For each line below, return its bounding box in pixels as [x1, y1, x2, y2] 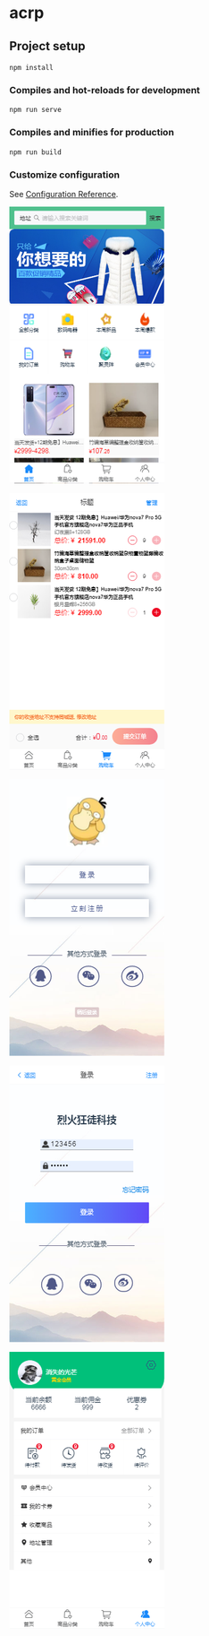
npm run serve [9, 106, 63, 115]
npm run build [9, 147, 63, 157]
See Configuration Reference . [9, 188, 119, 199]
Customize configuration [9, 169, 121, 181]
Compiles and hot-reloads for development [9, 83, 201, 96]
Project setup [9, 39, 87, 54]
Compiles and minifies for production [9, 126, 174, 139]
